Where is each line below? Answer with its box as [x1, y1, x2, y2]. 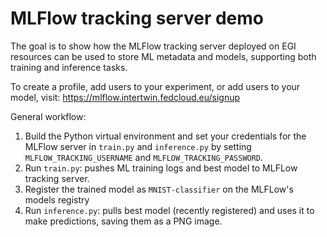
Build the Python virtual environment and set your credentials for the [24, 130, 307, 142]
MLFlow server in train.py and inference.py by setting [24, 140, 252, 152]
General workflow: [10, 110, 87, 122]
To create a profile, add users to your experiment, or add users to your [10, 80, 301, 92]
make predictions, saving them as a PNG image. [24, 215, 223, 227]
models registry [24, 193, 90, 206]
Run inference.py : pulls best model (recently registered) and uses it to [24, 204, 315, 216]
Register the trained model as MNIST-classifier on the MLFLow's [24, 183, 294, 195]
